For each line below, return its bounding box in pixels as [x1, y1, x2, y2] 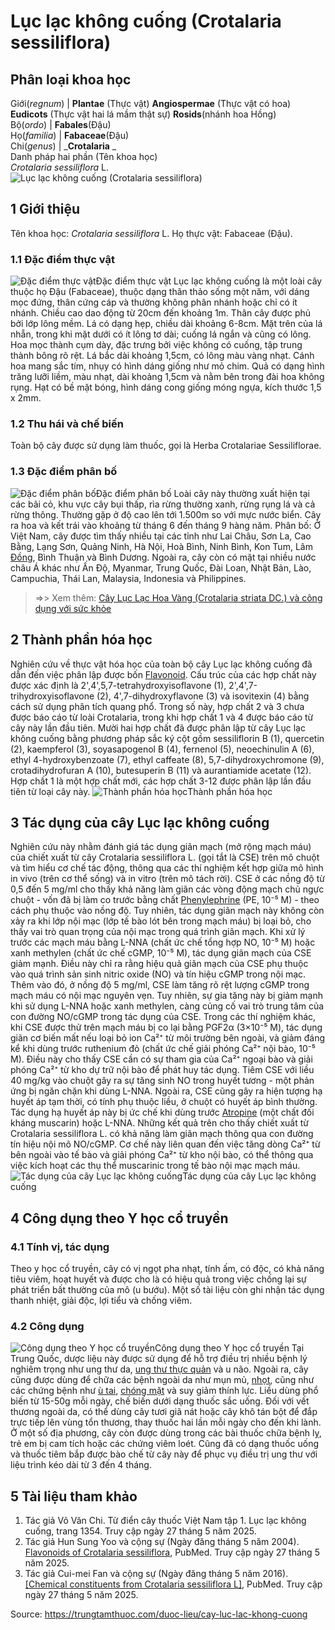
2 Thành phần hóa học [10, 631, 153, 649]
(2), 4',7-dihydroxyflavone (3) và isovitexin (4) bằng [96, 690, 310, 702]
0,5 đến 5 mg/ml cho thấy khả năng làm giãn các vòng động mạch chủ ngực [10, 883, 325, 895]
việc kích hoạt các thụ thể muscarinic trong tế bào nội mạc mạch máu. [10, 1160, 301, 1172]
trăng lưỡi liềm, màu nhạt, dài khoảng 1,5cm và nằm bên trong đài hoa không [10, 371, 325, 383]
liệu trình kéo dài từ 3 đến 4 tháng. [10, 1459, 152, 1471]
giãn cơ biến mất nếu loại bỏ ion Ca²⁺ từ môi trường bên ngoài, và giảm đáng [10, 1032, 326, 1044]
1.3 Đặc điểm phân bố [10, 465, 118, 479]
